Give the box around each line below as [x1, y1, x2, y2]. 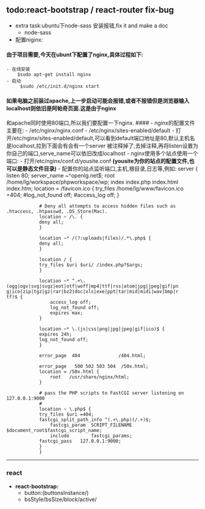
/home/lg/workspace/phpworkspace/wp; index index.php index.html [6, 178, 179, 186]
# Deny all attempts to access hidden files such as [38, 203, 176, 209]
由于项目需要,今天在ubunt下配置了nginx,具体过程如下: [6, 51, 143, 59]
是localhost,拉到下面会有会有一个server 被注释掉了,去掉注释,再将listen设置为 [6, 142, 198, 150]
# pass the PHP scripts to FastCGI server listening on [38, 390, 184, 396]
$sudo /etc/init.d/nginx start [20, 84, 99, 90]
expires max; [49, 310, 84, 316]
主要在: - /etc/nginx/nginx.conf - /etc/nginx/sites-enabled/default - [6, 127, 175, 134]
